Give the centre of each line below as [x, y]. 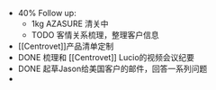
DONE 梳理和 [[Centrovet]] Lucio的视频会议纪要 [106, 57]
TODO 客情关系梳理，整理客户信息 [95, 35]
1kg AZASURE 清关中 [70, 23]
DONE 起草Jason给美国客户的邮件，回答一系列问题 [112, 68]
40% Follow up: [47, 13]
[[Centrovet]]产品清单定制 [66, 46]
